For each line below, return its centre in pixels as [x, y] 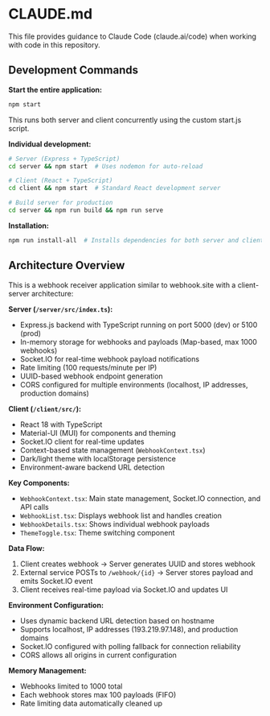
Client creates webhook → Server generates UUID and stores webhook [137, 564]
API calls [35, 507]
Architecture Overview [67, 265]
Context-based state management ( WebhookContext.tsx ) [113, 450]
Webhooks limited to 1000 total [71, 686]
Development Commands [74, 70]
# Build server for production [61, 203]
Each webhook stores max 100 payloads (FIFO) [98, 694]
